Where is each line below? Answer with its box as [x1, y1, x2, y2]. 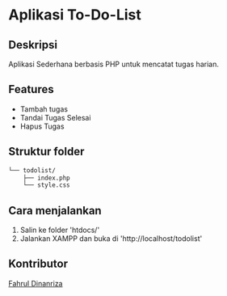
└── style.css [23, 181, 70, 189]
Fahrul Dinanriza [8, 278, 63, 288]
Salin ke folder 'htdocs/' [19, 225, 100, 235]
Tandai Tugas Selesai [19, 112, 91, 122]
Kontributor [8, 257, 69, 271]
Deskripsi [8, 38, 58, 52]
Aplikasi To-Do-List [8, 6, 141, 24]
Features [8, 82, 54, 96]
